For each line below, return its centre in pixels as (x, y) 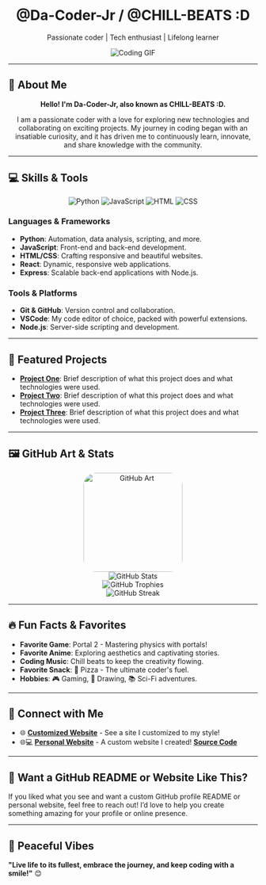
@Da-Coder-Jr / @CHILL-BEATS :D (133, 15)
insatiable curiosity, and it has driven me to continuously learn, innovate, (133, 136)
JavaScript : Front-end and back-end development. (103, 247)
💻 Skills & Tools (48, 178)
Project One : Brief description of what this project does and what (126, 378)
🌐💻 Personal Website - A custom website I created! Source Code (128, 742)
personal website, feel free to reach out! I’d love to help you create (116, 805)
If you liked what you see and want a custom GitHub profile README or (124, 797)
